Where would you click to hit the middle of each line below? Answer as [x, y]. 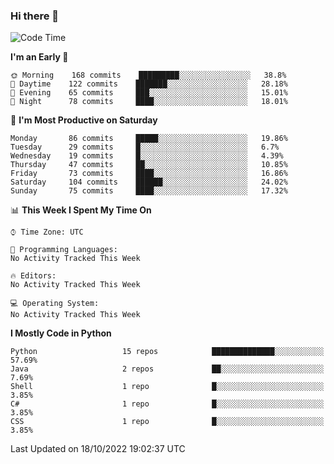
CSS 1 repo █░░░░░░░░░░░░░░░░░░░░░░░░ [167, 422]
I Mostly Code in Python [61, 333]
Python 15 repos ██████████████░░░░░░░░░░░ [167, 352]
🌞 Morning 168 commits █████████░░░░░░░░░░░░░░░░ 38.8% [148, 75]
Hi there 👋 [35, 16]
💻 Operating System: [55, 304]
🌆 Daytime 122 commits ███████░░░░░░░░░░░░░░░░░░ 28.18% [149, 84]
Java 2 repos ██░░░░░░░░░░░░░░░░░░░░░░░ [167, 369]
